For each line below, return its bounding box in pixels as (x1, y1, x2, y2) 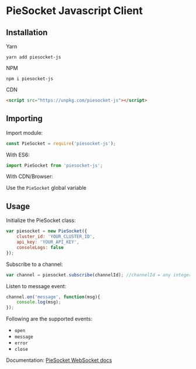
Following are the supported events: (6, 315, 93, 323)
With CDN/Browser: (6, 173, 54, 180)
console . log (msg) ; (16, 299, 61, 305)
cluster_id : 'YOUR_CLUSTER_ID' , (16, 234, 95, 240)
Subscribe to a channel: (6, 261, 63, 268)
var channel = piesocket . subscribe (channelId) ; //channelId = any (6, 272, 171, 278)
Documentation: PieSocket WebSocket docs (6, 357, 113, 364)
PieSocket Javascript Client (6, 4, 143, 18)
